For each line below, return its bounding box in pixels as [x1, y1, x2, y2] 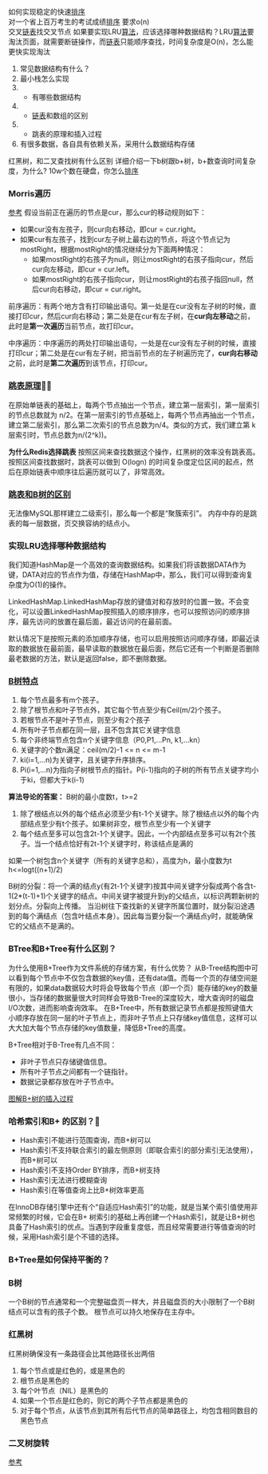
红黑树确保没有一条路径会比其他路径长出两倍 [8, 1349, 156, 1358]
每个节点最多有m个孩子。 [19, 695, 104, 705]
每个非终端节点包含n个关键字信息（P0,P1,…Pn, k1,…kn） [19, 735, 205, 745]
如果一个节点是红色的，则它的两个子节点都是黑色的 [19, 1396, 188, 1405]
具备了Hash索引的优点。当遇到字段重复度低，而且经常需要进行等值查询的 [8, 1222, 249, 1232]
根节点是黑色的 [19, 1376, 69, 1385]
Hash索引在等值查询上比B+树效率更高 [19, 1185, 145, 1195]
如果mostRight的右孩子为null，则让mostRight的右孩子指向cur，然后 [31, 255, 254, 264]
